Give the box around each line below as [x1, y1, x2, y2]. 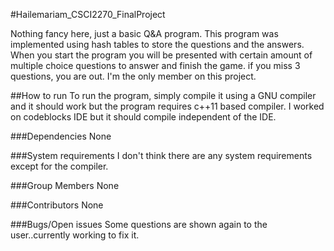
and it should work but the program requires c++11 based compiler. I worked [10, 100, 325, 112]
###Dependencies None [10, 130, 112, 142]
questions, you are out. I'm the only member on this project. [10, 70, 257, 82]
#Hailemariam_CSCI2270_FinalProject [10, 9, 166, 20]
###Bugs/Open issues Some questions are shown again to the [10, 219, 268, 230]
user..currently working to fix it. [10, 229, 140, 241]
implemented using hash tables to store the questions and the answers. [10, 39, 305, 50]
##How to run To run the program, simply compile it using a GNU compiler [10, 90, 317, 101]
